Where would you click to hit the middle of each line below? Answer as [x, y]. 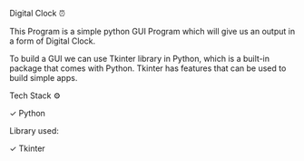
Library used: [34, 131]
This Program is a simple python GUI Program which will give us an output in [152, 31]
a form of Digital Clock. [53, 41]
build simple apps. [44, 78]
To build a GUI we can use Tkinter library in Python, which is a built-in [140, 59]
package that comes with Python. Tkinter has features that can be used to [148, 68]
